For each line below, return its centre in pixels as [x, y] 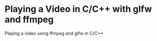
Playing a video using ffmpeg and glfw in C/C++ [54, 33]
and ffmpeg [29, 20]
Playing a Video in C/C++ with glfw [78, 9]
